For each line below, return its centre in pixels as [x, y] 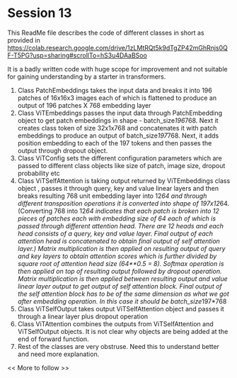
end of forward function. [53, 339]
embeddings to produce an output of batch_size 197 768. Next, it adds [118, 135]
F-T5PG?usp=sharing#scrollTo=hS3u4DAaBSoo [77, 55]
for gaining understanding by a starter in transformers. [87, 77]
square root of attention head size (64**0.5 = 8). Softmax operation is [121, 263]
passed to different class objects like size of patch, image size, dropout [121, 165]
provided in [24, 40]
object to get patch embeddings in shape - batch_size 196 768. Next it [118, 120]
